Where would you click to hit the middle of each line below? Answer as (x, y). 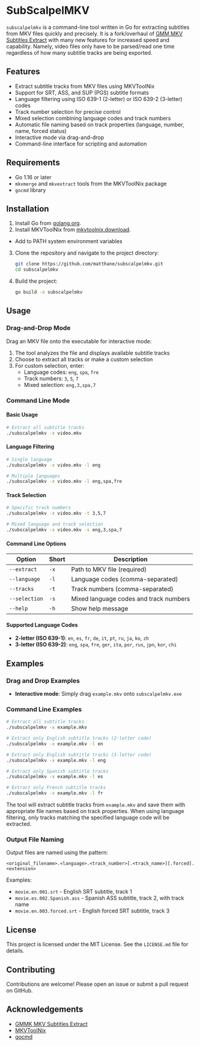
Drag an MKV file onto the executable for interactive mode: (79, 341)
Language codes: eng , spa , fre (61, 372)
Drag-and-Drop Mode (38, 328)
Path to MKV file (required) (109, 569)
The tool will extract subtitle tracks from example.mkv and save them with (96, 805)
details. (15, 951)
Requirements (33, 163)
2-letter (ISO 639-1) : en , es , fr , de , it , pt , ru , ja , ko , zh (82, 638)
